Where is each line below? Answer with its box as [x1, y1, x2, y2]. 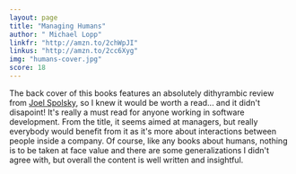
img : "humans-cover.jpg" [9, 55, 102, 64]
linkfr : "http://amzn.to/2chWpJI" [9, 38, 139, 48]
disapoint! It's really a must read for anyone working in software [9, 107, 245, 117]
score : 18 [9, 64, 47, 73]
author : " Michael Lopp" [9, 30, 102, 39]
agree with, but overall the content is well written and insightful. [9, 154, 244, 165]
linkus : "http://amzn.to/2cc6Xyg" [9, 47, 139, 56]
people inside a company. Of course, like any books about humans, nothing [9, 135, 288, 146]
